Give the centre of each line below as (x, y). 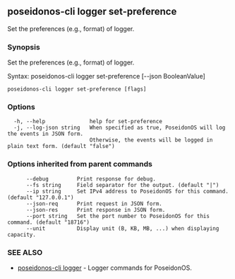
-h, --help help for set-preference (88, 122)
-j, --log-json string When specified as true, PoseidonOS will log (120, 128)
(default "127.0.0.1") (41, 198)
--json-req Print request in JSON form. (94, 204)
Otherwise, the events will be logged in (151, 140)
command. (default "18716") (49, 222)
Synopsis (24, 47)
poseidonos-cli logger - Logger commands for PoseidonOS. (104, 268)
